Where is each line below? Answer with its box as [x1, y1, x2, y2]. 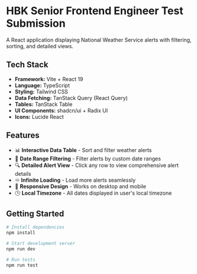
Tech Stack [6, 60, 49, 70]
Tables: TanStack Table [14, 101, 73, 108]
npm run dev [6, 246, 35, 252]
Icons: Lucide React [14, 113, 64, 120]
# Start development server [6, 241, 76, 247]
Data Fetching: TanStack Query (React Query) [14, 94, 128, 101]
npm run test [6, 262, 38, 268]
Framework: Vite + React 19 [14, 75, 83, 82]
